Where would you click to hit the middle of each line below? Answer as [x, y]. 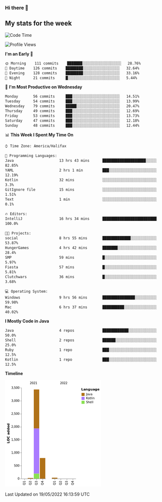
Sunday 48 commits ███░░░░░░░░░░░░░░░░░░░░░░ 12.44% [72, 125]
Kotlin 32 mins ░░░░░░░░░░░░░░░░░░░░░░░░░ [81, 180]
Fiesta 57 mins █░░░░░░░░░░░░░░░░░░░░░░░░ [81, 267]
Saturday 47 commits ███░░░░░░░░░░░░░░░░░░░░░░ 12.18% [72, 121]
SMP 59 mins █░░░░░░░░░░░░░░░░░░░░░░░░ [81, 257]
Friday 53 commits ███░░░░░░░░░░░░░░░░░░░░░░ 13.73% [72, 116]
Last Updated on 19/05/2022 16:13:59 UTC [47, 494]
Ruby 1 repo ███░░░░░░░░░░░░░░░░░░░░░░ [81, 350]
